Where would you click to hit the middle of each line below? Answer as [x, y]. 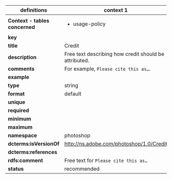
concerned [21, 27]
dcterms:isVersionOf [34, 144]
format [16, 94]
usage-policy [89, 24]
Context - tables [29, 21]
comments [21, 69]
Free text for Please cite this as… [106, 160]
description [22, 57]
